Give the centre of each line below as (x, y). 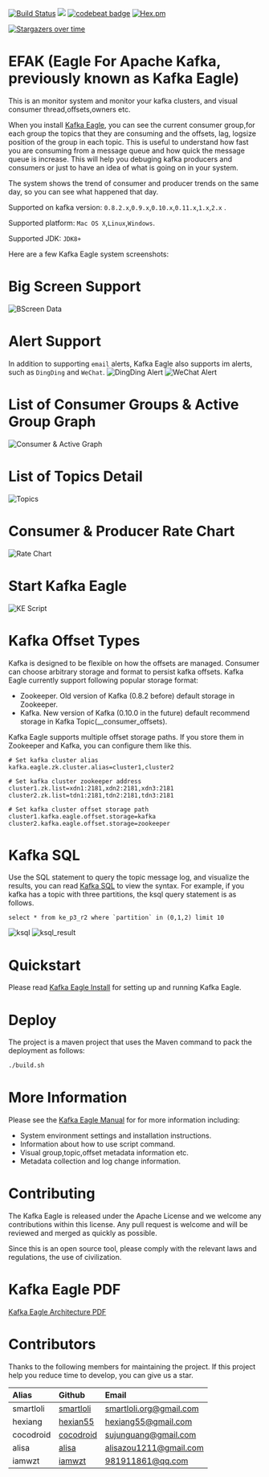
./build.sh (26, 1065)
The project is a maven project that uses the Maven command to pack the (130, 1042)
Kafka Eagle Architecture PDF (57, 1312)
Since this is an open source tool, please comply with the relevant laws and (132, 1249)
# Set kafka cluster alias (53, 760)
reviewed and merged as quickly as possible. (83, 1233)
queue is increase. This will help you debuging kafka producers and (120, 159)
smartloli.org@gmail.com (152, 1409)
